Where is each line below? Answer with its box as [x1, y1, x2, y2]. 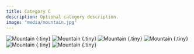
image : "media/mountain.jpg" [6, 19, 77, 25]
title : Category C [6, 8, 51, 15]
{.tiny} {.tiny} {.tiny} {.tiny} [36, 35, 189, 42]
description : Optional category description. [6, 14, 119, 20]
